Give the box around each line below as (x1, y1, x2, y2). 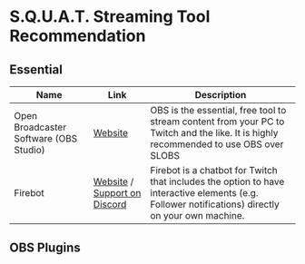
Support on (93, 187, 142, 199)
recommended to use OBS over (150, 138, 284, 151)
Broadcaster (14, 121, 66, 133)
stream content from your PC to (150, 115, 285, 128)
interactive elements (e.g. (150, 187, 259, 199)
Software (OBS (14, 132, 78, 144)
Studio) (14, 143, 45, 156)
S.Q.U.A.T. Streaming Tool (9, 6, 211, 27)
